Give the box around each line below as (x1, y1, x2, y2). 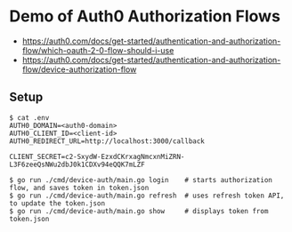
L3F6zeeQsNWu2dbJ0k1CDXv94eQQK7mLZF (9, 160, 145, 169)
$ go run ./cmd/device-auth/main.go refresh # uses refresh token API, (9, 191, 285, 200)
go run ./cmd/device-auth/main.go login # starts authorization (17, 175, 273, 184)
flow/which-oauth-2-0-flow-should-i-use (21, 44, 174, 55)
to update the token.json (9, 198, 105, 208)
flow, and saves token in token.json (9, 183, 150, 192)
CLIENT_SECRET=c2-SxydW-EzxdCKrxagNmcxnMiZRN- (9, 152, 185, 161)
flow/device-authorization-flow (21, 64, 137, 75)
